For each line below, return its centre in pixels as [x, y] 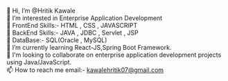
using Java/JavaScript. [39, 62]
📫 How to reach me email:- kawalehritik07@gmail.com [85, 70]
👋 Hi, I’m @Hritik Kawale [41, 11]
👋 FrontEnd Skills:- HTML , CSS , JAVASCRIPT [72, 25]
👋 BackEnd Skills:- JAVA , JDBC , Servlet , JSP [73, 33]
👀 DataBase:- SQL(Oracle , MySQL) [57, 40]
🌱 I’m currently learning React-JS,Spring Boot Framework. [89, 47]
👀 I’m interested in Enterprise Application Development [85, 18]
